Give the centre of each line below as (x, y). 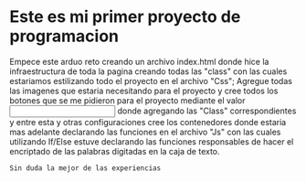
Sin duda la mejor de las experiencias (85, 168)
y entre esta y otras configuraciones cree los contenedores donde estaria (148, 122)
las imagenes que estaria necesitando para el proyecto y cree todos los (144, 91)
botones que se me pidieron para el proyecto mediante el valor (127, 100)
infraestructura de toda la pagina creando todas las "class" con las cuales (148, 71)
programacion (64, 36)
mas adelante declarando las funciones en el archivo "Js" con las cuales (145, 132)
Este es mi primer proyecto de (125, 17)
